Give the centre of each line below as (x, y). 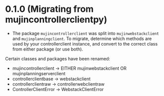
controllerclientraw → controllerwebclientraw (58, 84)
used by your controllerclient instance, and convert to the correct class (85, 44)
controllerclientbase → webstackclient (51, 79)
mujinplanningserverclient (39, 73)
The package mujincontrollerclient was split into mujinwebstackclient (85, 33)
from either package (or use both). (48, 49)
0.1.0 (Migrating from (49, 9)
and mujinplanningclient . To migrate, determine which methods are (82, 39)
